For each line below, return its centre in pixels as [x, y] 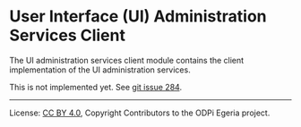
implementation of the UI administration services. [100, 70]
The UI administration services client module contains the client [127, 60]
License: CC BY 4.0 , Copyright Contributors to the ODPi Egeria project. [140, 113]
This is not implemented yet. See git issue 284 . [95, 87]
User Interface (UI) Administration [138, 17]
